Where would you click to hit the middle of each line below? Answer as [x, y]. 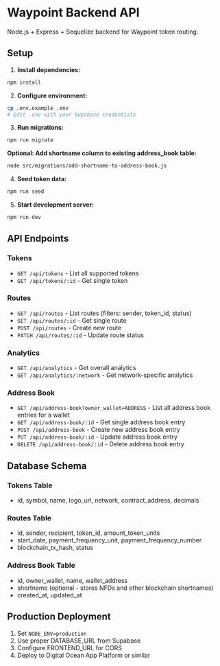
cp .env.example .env [38, 108]
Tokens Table [30, 485]
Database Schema [47, 466]
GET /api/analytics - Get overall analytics [76, 368]
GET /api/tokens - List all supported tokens [78, 273]
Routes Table [29, 518]
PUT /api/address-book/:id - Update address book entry [97, 437]
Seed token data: [42, 179]
